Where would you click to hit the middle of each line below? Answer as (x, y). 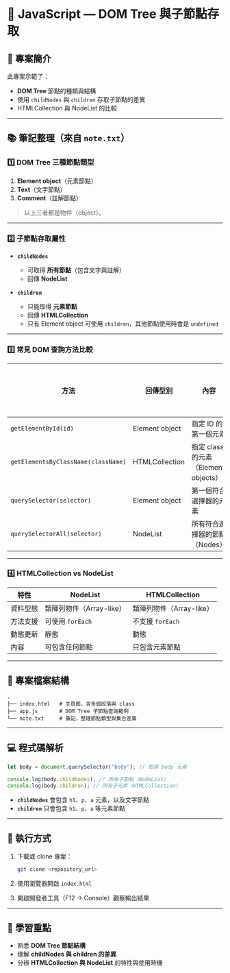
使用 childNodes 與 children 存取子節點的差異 (81, 99)
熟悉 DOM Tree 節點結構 (51, 946)
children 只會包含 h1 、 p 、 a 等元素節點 (71, 808)
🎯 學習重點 (29, 927)
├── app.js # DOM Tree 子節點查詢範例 (68, 711)
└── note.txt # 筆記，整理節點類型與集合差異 (72, 719)
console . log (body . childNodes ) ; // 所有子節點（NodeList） (88, 780)
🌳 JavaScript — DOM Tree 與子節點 (107, 14)
